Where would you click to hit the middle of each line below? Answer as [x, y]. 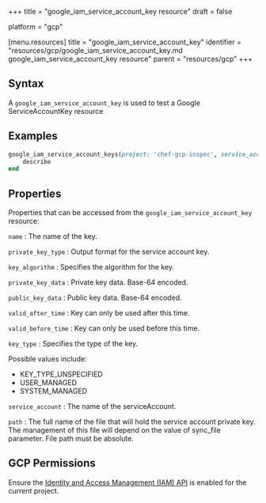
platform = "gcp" [36, 26]
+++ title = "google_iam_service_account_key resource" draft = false [120, 11]
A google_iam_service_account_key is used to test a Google [104, 103]
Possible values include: [47, 359]
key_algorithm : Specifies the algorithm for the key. [91, 267]
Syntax [26, 83]
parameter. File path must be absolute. [71, 439]
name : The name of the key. [53, 236]
